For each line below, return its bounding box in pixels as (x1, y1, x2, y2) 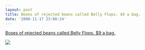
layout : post (5, 7, 33, 12)
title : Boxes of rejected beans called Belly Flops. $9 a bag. (5, 12, 141, 17)
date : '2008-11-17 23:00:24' (5, 16, 66, 21)
